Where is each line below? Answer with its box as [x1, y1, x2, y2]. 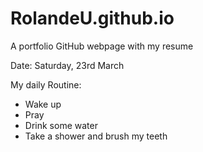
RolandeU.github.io [10, 7, 175, 30]
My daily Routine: [10, 78, 82, 91]
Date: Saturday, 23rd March [10, 59, 125, 71]
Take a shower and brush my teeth [24, 130, 168, 142]
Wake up [24, 98, 62, 110]
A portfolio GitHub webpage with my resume [10, 40, 194, 52]
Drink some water [24, 119, 98, 131]
